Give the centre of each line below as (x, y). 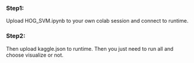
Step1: (15, 8)
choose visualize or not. (35, 55)
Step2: (16, 36)
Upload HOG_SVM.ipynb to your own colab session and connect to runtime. (97, 21)
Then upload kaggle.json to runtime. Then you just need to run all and (90, 48)
